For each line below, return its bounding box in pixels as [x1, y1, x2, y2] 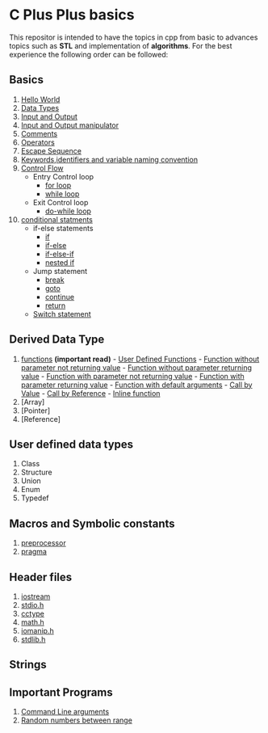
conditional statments [20, 214, 94, 224]
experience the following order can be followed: [9, 49, 169, 59]
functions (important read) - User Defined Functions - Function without [20, 354, 260, 364]
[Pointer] [20, 406, 51, 415]
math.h [20, 617, 45, 627]
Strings [9, 658, 47, 672]
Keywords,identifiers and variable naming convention [20, 154, 199, 164]
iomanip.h [20, 626, 55, 635]
